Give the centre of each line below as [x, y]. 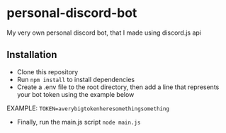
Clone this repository [47, 71]
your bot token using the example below [75, 94]
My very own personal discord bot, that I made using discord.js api [104, 33]
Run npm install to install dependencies [76, 79]
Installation [32, 55]
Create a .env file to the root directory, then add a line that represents [118, 87]
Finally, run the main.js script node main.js [79, 122]
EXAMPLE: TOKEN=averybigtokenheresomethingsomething [88, 108]
